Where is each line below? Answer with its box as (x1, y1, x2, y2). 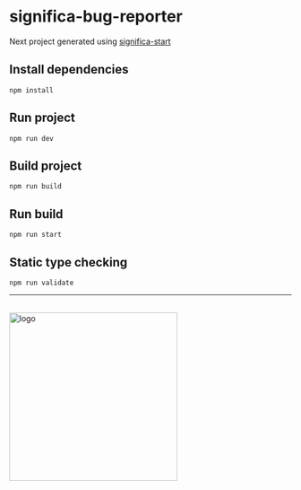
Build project (9, 158, 82, 173)
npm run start (9, 231, 63, 240)
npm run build (9, 182, 63, 191)
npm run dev (9, 134, 54, 143)
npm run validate (9, 278, 74, 287)
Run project (9, 110, 76, 126)
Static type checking (9, 254, 128, 270)
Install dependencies (9, 62, 129, 77)
